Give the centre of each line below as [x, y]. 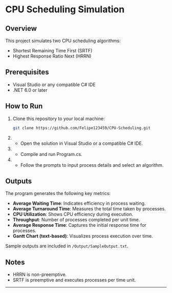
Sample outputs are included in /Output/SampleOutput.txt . [67, 246]
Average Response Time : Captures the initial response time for [80, 225]
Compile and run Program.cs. [51, 154]
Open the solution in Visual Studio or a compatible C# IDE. [82, 143]
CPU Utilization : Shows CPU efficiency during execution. [73, 214]
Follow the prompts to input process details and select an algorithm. [92, 165]
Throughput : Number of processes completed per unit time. [76, 220]
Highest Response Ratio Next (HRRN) [52, 56]
